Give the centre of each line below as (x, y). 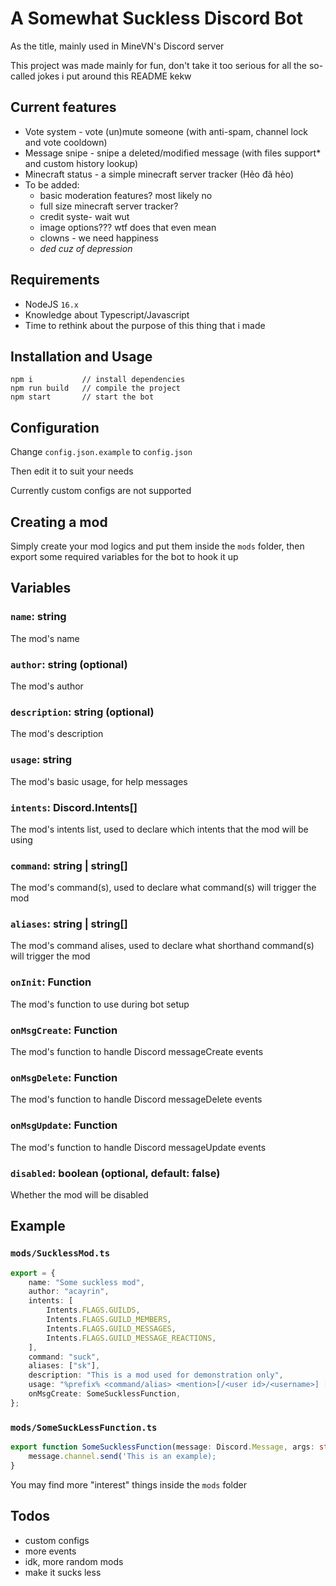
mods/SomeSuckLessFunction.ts (84, 1427)
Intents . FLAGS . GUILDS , (93, 1310)
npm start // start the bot (82, 397)
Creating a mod (59, 522)
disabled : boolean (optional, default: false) (115, 1173)
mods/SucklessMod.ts (60, 1253)
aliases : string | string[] (69, 924)
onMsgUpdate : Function (64, 1125)
